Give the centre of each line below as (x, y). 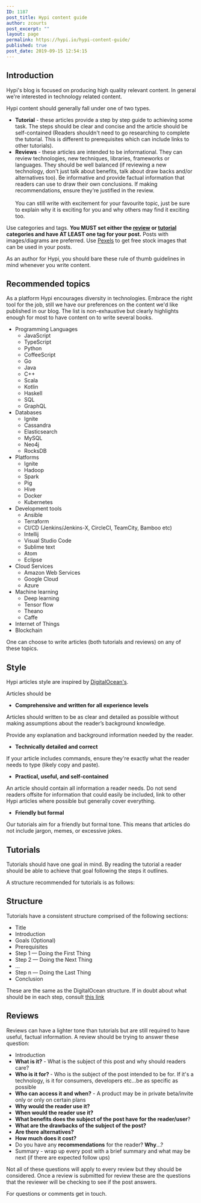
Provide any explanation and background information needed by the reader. (100, 735)
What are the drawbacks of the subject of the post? (80, 1125)
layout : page (23, 34)
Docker (33, 496)
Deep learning (42, 598)
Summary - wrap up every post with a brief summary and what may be (103, 1151)
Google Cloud (41, 579)
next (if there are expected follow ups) (62, 1157)
